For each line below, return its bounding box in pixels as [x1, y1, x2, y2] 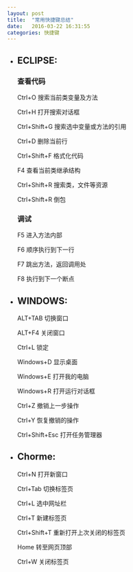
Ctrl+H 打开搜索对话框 [16, 108, 80, 116]
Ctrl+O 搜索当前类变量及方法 [16, 93, 98, 102]
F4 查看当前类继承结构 [16, 166, 81, 174]
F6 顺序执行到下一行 [16, 246, 75, 254]
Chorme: [16, 451, 56, 463]
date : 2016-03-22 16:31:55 [7, 23, 90, 29]
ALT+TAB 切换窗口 [16, 314, 69, 322]
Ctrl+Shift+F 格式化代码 [16, 152, 84, 160]
